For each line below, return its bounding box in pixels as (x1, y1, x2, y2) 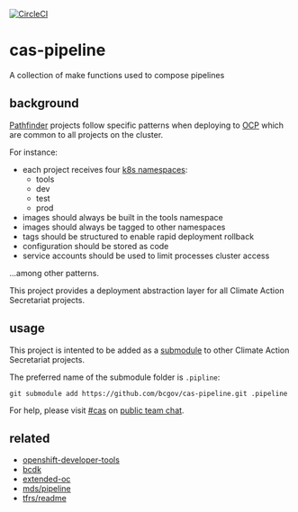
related (9, 430, 50, 445)
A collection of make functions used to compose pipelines (9, 69, 225, 80)
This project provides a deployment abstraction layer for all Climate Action (9, 284, 284, 296)
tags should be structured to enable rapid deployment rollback (22, 230, 255, 242)
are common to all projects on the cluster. (9, 129, 164, 139)
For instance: (9, 147, 59, 157)
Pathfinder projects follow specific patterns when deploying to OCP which (9, 120, 284, 130)
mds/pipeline (22, 483, 71, 494)
